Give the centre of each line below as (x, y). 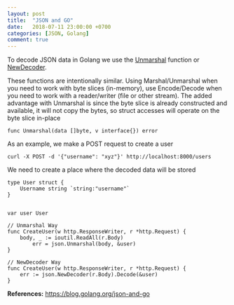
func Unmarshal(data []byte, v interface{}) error (83, 131)
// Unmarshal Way (33, 226)
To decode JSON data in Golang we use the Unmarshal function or (103, 60)
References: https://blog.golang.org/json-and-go (79, 294)
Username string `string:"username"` (75, 189)
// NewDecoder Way (34, 263)
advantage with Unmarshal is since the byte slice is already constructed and (117, 103)
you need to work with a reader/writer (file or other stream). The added (110, 96)
